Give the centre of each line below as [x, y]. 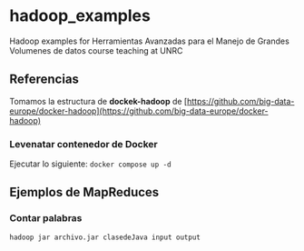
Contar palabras [46, 218]
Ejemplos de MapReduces [84, 192]
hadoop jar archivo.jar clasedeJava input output [105, 237]
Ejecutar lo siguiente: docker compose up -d [90, 164]
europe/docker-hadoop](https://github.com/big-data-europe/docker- [139, 111]
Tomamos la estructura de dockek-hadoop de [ [98, 101]
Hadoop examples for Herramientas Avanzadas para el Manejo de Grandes [150, 41]
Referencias [44, 80]
